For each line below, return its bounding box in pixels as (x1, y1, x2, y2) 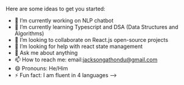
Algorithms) (14, 30, 44, 37)
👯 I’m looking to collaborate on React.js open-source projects (14, 36, 169, 43)
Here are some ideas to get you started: (5, 5, 106, 12)
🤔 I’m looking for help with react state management (14, 42, 143, 50)
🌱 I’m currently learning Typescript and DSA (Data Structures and (14, 24, 179, 30)
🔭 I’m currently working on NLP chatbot (14, 17, 114, 24)
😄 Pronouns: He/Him (14, 65, 68, 72)
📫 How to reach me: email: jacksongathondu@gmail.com (14, 56, 158, 63)
